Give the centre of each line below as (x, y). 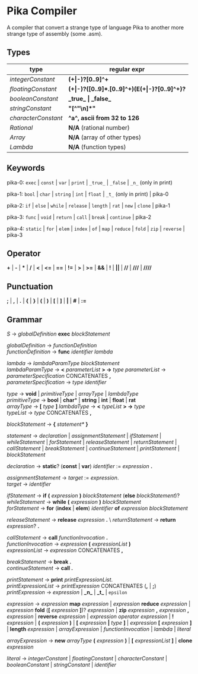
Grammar (25, 319)
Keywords (26, 168)
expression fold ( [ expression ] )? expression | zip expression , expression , (98, 610)
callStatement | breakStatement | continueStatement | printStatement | (93, 448)
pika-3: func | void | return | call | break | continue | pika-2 (79, 217)
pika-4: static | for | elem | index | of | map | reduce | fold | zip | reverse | (96, 228)
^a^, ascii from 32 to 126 (104, 118)
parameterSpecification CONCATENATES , (59, 376)
